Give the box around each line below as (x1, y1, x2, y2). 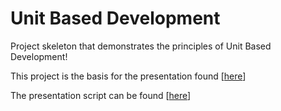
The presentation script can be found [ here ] (10, 89, 192, 101)
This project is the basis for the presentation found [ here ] (10, 70, 247, 82)
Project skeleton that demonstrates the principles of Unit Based (10, 40, 272, 52)
